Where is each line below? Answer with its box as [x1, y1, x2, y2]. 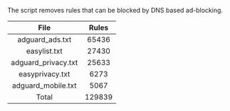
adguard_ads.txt [17, 35, 72, 45]
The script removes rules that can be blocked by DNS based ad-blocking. [7, 6, 223, 14]
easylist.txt [26, 46, 63, 56]
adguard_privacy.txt [11, 58, 78, 67]
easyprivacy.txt [19, 69, 70, 78]
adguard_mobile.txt [11, 81, 77, 90]
